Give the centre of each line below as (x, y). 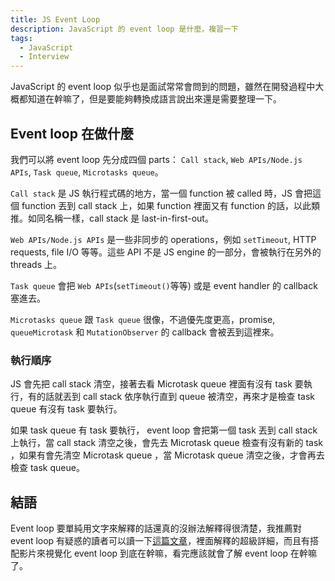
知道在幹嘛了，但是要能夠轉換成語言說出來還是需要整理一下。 (154, 99)
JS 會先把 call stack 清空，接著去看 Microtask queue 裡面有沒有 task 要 (157, 384)
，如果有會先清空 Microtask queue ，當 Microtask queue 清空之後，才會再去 (167, 455)
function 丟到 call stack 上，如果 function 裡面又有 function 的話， (157, 205)
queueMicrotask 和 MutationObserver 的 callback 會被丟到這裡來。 (145, 332)
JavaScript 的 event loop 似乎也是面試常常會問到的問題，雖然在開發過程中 (163, 87)
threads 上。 (36, 264)
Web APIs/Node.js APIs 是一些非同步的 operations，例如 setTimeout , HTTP (163, 239)
